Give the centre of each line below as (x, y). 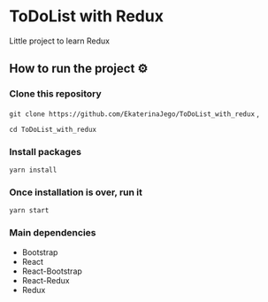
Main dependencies (53, 233)
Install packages (46, 151)
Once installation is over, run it (76, 192)
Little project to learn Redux (60, 41)
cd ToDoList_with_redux (53, 129)
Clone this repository (55, 94)
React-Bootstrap (52, 271)
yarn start (29, 211)
